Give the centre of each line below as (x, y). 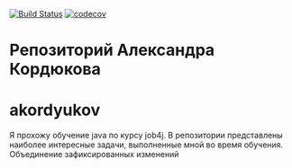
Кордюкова (55, 70)
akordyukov (55, 110)
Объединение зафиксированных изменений (94, 155)
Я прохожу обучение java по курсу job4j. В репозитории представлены (146, 136)
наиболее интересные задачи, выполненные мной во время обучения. (146, 145)
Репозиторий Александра (112, 50)
